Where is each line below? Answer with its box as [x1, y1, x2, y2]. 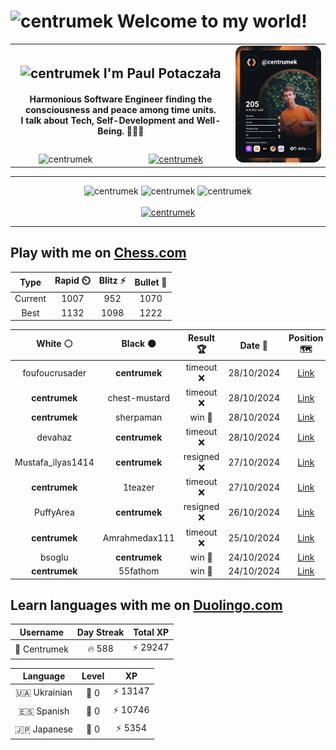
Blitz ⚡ [98, 275, 127, 287]
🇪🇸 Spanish [18, 705, 70, 717]
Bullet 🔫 [134, 276, 168, 288]
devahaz [36, 431, 73, 443]
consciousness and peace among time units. [25, 104, 217, 116]
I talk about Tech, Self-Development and [20, 115, 195, 127]
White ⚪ [36, 338, 73, 350]
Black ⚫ [121, 338, 157, 350]
